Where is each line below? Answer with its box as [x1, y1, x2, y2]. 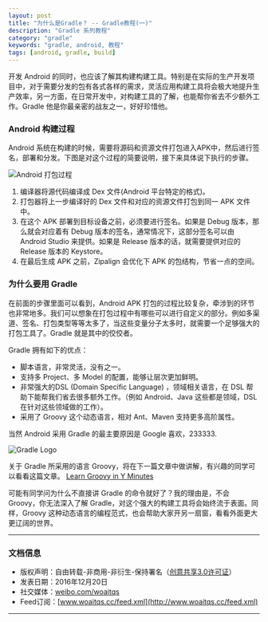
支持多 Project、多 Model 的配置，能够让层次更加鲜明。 [19, 372, 203, 381]
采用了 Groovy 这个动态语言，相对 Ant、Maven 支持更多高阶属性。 [19, 411, 239, 421]
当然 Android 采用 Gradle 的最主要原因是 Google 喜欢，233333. [8, 428, 218, 439]
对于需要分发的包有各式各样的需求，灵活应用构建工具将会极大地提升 [29, 81, 253, 91]
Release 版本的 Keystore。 [19, 246, 108, 256]
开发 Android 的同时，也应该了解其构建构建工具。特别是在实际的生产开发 [8, 72, 248, 81]
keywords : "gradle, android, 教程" [8, 41, 124, 49]
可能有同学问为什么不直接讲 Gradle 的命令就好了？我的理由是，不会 [8, 488, 230, 498]
